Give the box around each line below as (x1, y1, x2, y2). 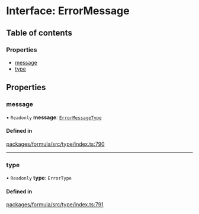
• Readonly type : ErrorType (6, 174, 72, 181)
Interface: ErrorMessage (6, 4, 130, 18)
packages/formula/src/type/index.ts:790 (6, 140, 105, 148)
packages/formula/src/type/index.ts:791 (6, 201, 104, 208)
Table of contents (6, 28, 72, 38)
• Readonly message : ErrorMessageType (6, 114, 102, 121)
